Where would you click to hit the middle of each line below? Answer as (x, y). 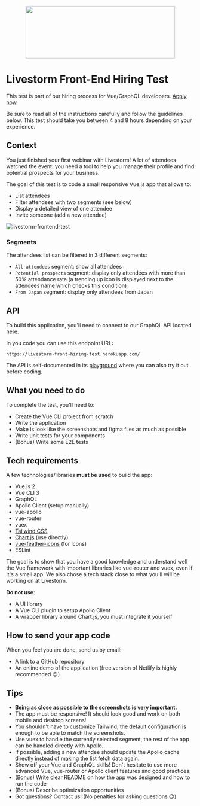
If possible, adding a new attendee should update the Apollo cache (97, 752)
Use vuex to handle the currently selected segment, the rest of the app (102, 740)
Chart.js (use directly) (41, 537)
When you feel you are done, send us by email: (64, 650)
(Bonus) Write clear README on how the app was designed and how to (102, 777)
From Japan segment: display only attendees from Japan (84, 292)
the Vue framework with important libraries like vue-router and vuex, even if (99, 568)
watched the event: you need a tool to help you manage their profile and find (100, 166)
